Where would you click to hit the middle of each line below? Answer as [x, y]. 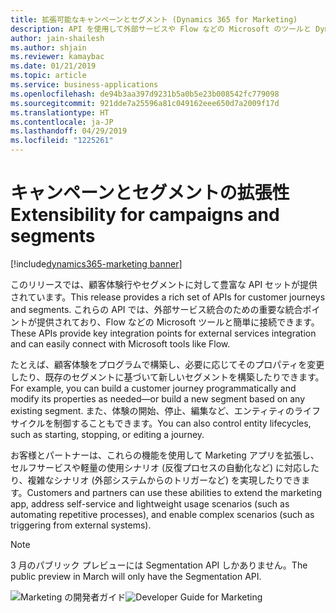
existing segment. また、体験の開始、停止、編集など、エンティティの [152, 410]
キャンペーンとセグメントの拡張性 [150, 193]
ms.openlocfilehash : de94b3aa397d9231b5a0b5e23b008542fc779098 [145, 94]
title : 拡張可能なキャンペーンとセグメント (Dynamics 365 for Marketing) [154, 19]
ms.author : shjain [48, 47]
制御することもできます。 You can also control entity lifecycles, [182, 423]
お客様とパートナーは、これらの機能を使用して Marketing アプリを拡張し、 [165, 455]
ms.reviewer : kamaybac [57, 57]
